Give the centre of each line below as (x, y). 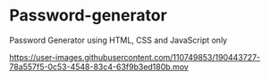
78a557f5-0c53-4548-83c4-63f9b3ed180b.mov (99, 67)
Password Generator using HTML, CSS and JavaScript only (118, 40)
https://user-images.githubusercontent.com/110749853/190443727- (135, 57)
